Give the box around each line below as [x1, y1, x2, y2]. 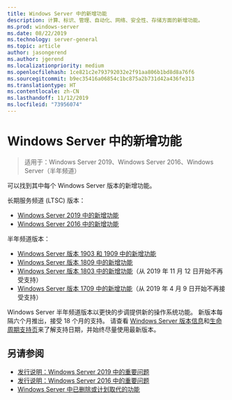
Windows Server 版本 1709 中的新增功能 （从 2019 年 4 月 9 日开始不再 [17, 284, 219, 292]
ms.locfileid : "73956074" [7, 101, 82, 108]
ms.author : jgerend [7, 56, 64, 63]
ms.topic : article [7, 43, 61, 50]
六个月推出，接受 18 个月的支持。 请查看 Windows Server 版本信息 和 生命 [13, 316, 222, 325]
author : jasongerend [7, 50, 68, 57]
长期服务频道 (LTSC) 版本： [7, 196, 86, 205]
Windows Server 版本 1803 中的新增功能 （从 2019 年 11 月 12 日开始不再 [17, 267, 224, 275]
